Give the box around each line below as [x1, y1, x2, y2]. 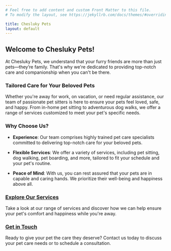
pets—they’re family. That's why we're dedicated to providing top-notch [5, 64, 156, 70]
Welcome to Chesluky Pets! [5, 45, 95, 53]
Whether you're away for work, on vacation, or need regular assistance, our [5, 94, 164, 100]
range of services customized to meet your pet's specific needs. [5, 110, 141, 116]
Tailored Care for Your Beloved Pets [5, 82, 95, 89]
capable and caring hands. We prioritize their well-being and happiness [12, 175, 163, 181]
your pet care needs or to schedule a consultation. [5, 240, 111, 246]
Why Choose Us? [5, 123, 49, 130]
